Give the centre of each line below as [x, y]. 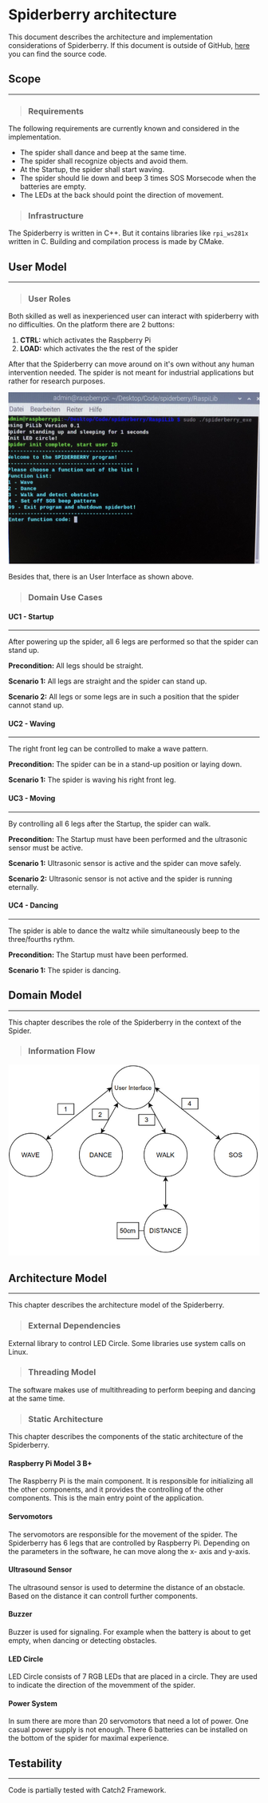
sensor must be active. [46, 847]
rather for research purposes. [57, 381]
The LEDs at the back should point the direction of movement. [122, 195]
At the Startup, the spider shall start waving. [92, 170]
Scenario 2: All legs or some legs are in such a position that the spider [124, 697]
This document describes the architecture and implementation [110, 37]
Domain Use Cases [65, 597]
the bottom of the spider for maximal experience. [89, 1738]
